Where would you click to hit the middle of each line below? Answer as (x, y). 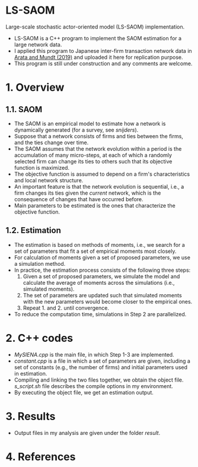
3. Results (31, 416)
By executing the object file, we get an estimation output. (84, 392)
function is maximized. (41, 167)
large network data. (38, 45)
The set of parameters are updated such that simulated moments (102, 295)
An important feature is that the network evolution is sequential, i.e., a (99, 186)
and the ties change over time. (51, 142)
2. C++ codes (39, 338)
